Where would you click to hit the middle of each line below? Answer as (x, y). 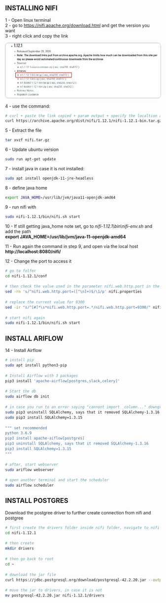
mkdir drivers (20, 549)
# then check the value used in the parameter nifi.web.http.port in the (83, 287)
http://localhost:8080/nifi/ (33, 251)
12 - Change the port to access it (38, 261)
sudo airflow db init (27, 397)
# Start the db (21, 391)
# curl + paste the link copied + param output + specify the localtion (81, 116)
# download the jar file (31, 575)
